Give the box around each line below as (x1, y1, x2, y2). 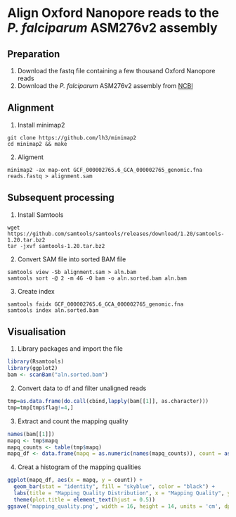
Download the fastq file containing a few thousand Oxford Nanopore (17, 67, 216, 75)
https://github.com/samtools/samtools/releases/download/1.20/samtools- (7, 230, 225, 237)
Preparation (7, 48, 60, 60)
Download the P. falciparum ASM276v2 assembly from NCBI (17, 82, 193, 89)
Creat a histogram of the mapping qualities (17, 463, 142, 471)
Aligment (17, 153, 44, 161)
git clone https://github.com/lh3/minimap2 (7, 134, 137, 142)
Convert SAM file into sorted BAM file (17, 255, 126, 263)
